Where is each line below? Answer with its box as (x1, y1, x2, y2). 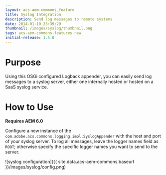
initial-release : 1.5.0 (5, 35, 55, 40)
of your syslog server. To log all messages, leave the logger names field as (5, 138, 159, 144)
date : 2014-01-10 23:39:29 (5, 21, 61, 26)
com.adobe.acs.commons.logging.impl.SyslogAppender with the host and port (5, 133, 161, 139)
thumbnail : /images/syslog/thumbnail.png (5, 26, 93, 31)
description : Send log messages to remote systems (5, 16, 113, 21)
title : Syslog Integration (5, 12, 61, 17)
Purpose (5, 57, 41, 68)
